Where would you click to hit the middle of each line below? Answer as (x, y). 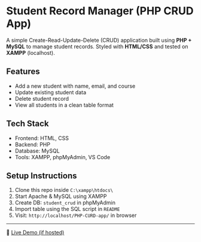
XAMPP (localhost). (31, 52)
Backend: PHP (33, 144)
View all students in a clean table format (64, 105)
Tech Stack (28, 124)
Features (23, 72)
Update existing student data (51, 92)
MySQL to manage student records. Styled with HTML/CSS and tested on (97, 46)
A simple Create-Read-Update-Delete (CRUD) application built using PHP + (99, 40)
